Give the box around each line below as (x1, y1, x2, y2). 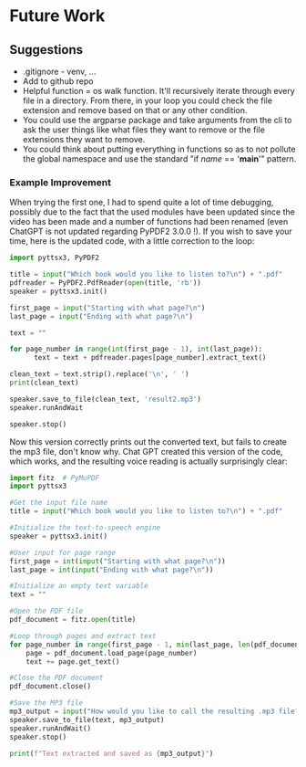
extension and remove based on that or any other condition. (22, 105, 248, 115)
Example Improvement (9, 175, 112, 188)
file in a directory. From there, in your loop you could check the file (22, 95, 273, 106)
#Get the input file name (9, 499, 107, 508)
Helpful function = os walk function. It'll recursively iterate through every (22, 86, 296, 96)
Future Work (9, 5, 106, 26)
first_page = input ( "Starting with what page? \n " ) (9, 303, 206, 312)
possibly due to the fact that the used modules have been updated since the (9, 206, 296, 217)
